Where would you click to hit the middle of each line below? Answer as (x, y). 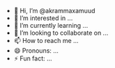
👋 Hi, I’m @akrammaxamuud (54, 11)
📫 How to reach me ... (46, 41)
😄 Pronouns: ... (36, 51)
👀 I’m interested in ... (43, 18)
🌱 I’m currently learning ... (51, 25)
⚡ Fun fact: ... (33, 58)
